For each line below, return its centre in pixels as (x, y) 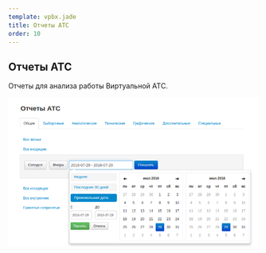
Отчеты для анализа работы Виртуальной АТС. (88, 86)
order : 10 (25, 33)
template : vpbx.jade (43, 17)
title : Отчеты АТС (39, 25)
